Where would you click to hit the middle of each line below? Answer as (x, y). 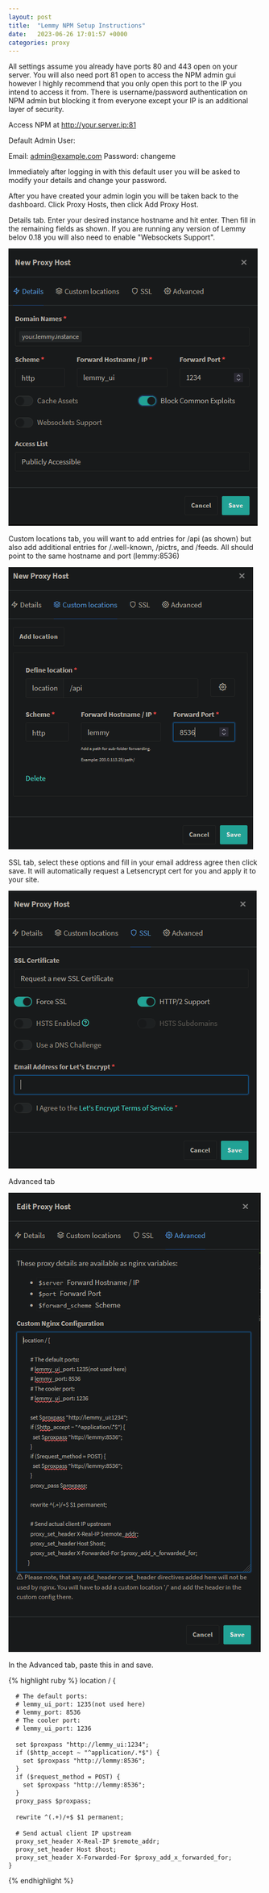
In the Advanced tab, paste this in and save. (81, 1665)
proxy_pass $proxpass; (54, 1801)
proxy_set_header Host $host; (66, 1850)
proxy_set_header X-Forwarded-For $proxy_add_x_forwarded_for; (124, 1858)
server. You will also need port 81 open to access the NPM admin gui (122, 75)
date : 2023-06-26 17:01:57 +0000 (68, 34)
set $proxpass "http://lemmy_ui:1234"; (83, 1745)
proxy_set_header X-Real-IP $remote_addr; (88, 1842)
